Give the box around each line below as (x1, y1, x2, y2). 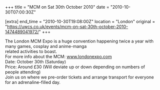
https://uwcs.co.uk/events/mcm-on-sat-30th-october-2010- (7, 24, 128, 30)
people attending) (5, 69, 41, 75)
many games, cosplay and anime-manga (5, 44, 87, 49)
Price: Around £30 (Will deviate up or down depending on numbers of (5, 64, 145, 70)
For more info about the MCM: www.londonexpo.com (5, 54, 112, 60)
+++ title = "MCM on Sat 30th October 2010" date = (5, 4, 110, 10)
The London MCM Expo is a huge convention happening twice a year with (5, 38, 154, 44)
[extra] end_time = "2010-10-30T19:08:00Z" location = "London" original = (5, 19, 155, 24)
